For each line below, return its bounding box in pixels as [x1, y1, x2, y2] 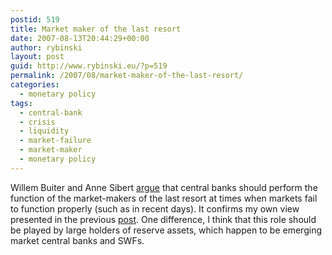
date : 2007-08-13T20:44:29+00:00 [10, 33, 150, 43]
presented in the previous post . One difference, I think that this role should [10, 213, 317, 225]
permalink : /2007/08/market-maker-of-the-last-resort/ [10, 71, 244, 81]
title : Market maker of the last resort [10, 24, 182, 34]
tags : [10, 98, 33, 108]
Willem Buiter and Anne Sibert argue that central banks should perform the [10, 181, 318, 193]
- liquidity [19, 126, 70, 136]
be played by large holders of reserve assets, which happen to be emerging [10, 224, 322, 236]
